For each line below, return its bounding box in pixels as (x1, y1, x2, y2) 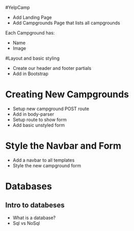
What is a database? (12, 215, 56, 221)
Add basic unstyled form (12, 122, 65, 128)
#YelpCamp (5, 5, 30, 10)
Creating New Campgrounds (5, 88, 129, 100)
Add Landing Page (12, 14, 52, 20)
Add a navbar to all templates (12, 157, 75, 163)
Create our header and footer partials (12, 65, 92, 71)
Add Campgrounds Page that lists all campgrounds (12, 20, 120, 26)
